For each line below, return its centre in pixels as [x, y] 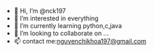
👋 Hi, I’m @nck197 [40, 11]
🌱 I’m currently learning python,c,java [68, 26]
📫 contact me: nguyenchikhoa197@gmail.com [80, 41]
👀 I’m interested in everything [56, 18]
